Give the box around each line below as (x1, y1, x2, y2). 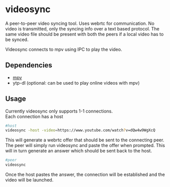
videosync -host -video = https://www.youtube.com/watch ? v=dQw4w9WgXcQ (5, 128, 156, 133)
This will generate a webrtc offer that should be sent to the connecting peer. (5, 137, 164, 143)
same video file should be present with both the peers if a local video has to (5, 31, 164, 37)
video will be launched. (5, 177, 54, 183)
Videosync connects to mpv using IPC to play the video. (5, 46, 122, 52)
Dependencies (5, 61, 52, 69)
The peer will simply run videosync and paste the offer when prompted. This (5, 142, 165, 148)
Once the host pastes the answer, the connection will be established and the (5, 171, 165, 178)
